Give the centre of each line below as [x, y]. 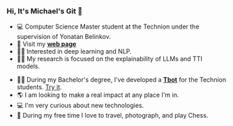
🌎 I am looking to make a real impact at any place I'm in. [98, 95]
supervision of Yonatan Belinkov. [63, 37]
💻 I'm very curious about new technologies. [80, 105]
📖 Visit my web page [46, 44]
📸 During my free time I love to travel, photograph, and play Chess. [112, 116]
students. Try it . [39, 87]
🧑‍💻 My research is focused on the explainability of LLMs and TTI [110, 59]
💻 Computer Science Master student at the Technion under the [108, 26]
